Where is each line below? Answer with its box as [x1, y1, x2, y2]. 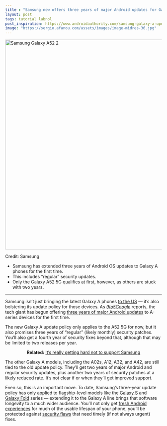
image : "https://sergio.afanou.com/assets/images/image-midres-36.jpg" [5, 26, 157, 31]
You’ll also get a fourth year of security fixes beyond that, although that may [5, 335, 161, 341]
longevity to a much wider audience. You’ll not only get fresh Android [5, 401, 147, 407]
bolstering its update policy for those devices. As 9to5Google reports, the [5, 304, 156, 310]
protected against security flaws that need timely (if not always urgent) [5, 411, 151, 417]
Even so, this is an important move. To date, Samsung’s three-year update [5, 385, 157, 391]
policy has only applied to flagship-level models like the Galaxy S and [5, 390, 147, 396]
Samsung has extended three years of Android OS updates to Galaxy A [12, 263, 158, 269]
